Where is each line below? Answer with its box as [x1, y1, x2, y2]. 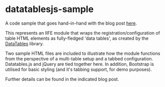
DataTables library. [5, 40, 44, 46]
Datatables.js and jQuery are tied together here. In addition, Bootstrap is [5, 61, 154, 67]
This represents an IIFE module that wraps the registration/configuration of [5, 30, 160, 36]
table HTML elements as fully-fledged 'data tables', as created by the [5, 35, 149, 41]
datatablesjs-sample [5, 4, 94, 15]
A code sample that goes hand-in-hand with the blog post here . [5, 20, 137, 26]
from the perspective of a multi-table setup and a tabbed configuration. [5, 55, 153, 61]
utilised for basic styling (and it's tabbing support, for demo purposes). [5, 66, 152, 72]
